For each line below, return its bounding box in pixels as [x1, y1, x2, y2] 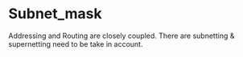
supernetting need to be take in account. [8, 39, 143, 48]
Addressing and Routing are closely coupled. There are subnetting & [8, 31, 235, 40]
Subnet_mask [8, 5, 102, 23]
